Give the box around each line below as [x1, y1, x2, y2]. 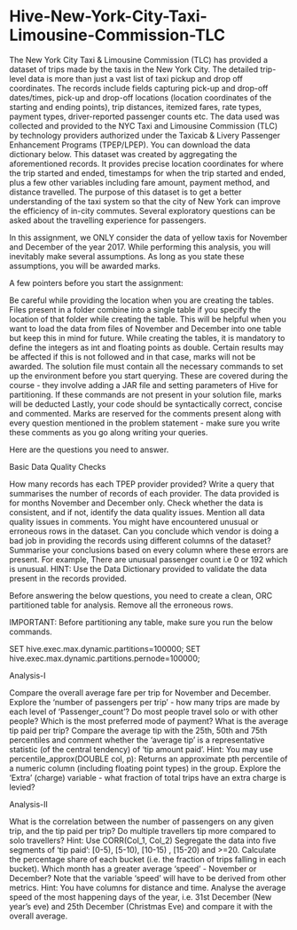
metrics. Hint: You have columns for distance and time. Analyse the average [9, 882, 286, 893]
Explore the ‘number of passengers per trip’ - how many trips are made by [9, 696, 281, 707]
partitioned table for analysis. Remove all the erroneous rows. [9, 600, 233, 610]
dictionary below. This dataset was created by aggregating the [9, 148, 238, 159]
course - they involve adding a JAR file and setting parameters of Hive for [9, 379, 278, 390]
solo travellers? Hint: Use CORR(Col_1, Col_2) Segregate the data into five [9, 835, 277, 846]
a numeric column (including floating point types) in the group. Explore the [9, 762, 281, 774]
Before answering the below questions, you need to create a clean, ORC [9, 590, 273, 600]
